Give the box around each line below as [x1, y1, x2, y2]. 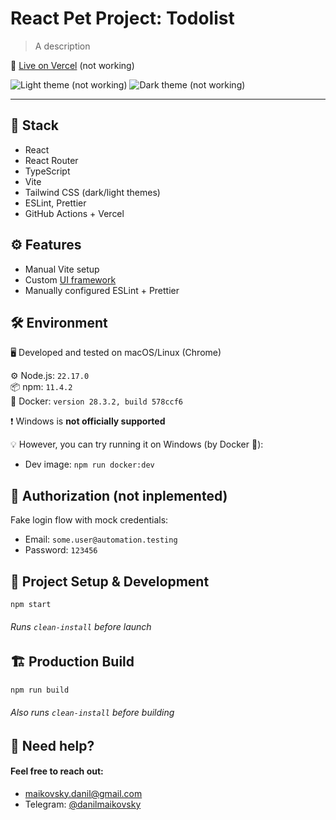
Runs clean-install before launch [10, 621, 152, 633]
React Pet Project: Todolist [10, 7, 235, 30]
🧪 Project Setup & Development [10, 573, 210, 590]
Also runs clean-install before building [10, 706, 175, 718]
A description [34, 40, 91, 52]
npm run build [10, 685, 70, 695]
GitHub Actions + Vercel [24, 207, 125, 219]
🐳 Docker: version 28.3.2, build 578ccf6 [10, 395, 184, 407]
